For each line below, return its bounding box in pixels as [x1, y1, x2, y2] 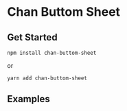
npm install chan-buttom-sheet [7, 49, 97, 56]
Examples [7, 93, 50, 105]
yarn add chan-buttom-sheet [7, 75, 88, 82]
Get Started [7, 32, 58, 43]
